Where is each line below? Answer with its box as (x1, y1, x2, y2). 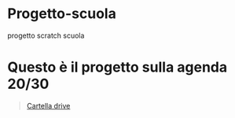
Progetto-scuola (7, 5, 117, 23)
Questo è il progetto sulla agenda (7, 58, 228, 76)
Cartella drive (26, 101, 71, 110)
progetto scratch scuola (7, 31, 85, 40)
